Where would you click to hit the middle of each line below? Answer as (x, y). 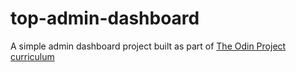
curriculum (32, 56)
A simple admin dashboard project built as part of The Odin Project (148, 46)
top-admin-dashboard (105, 18)
